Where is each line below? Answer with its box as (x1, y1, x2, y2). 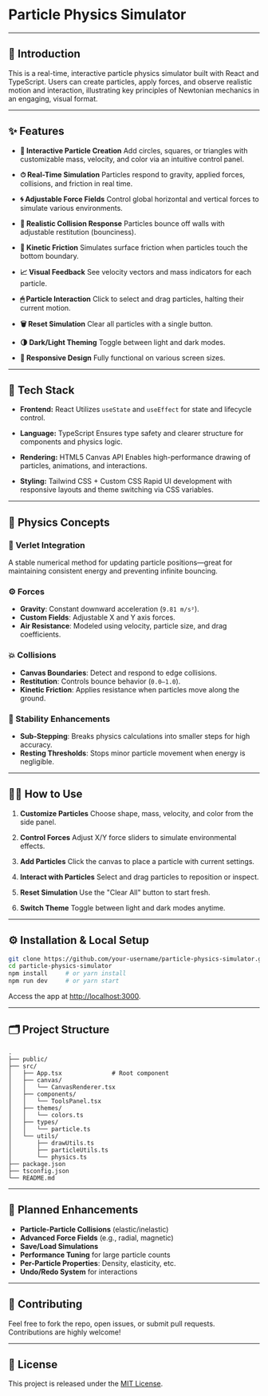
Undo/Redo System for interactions (19, 1267, 138, 1276)
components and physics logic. (19, 437, 123, 446)
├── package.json (8, 1160, 66, 1168)
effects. (19, 841, 45, 851)
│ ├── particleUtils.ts (8, 1146, 109, 1154)
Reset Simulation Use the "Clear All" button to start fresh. (19, 887, 211, 897)
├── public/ (8, 1055, 48, 1063)
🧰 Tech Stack (8, 383, 75, 397)
